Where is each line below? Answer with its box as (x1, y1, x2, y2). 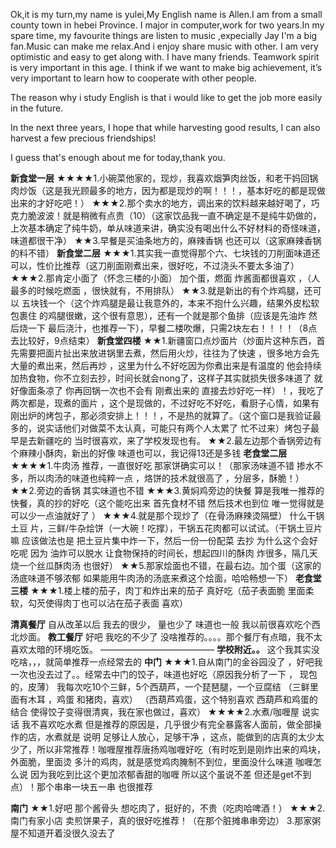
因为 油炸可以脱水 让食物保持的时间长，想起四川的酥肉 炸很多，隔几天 (29, 547, 318, 559)
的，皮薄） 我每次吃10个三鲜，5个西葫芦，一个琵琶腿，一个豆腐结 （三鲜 (10, 681, 310, 693)
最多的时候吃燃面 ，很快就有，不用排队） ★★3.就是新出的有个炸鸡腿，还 (10, 285, 313, 296)
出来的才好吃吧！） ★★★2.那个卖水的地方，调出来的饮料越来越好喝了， (10, 197, 312, 209)
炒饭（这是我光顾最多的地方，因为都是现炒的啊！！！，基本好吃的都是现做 (18, 185, 326, 196)
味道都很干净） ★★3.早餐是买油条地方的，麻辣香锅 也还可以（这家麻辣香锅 (10, 235, 322, 246)
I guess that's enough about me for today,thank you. (10, 152, 226, 163)
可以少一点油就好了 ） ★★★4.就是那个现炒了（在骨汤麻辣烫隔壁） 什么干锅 (10, 510, 325, 521)
